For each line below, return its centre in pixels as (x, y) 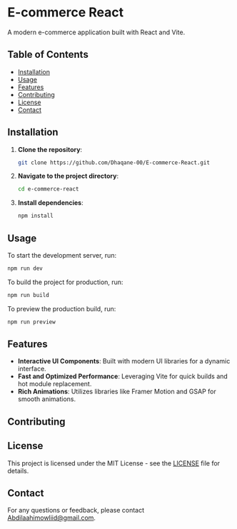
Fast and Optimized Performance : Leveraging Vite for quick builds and (123, 376)
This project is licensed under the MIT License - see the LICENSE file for (114, 463)
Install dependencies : (50, 203)
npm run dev (25, 268)
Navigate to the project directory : (68, 176)
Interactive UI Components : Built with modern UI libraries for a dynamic (124, 361)
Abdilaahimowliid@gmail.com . (52, 518)
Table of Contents (48, 55)
